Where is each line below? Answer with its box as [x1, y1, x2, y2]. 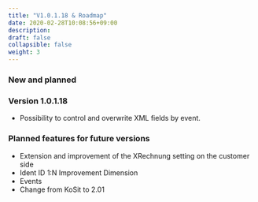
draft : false [8, 33, 51, 42]
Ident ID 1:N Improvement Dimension [19, 167, 138, 178]
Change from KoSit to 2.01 [19, 185, 105, 194]
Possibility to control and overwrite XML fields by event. [19, 114, 201, 123]
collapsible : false [8, 41, 72, 49]
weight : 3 [8, 48, 41, 56]
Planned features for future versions [8, 133, 150, 144]
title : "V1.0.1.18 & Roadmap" [8, 11, 108, 20]
